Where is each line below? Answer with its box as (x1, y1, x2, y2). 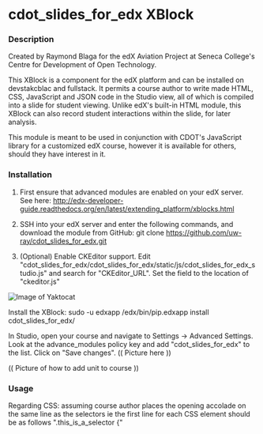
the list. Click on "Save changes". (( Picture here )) (8, 348, 171, 357)
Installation (8, 169, 53, 180)
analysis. (8, 117, 37, 127)
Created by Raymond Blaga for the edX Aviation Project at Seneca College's (8, 51, 255, 61)
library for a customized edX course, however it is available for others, (8, 141, 237, 151)
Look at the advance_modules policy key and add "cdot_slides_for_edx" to (8, 339, 250, 349)
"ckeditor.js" (19, 277, 61, 286)
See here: (19, 195, 51, 205)
